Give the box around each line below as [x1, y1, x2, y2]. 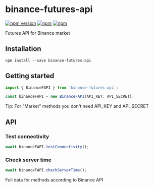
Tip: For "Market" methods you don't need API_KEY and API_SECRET [5, 103, 149, 109]
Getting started [5, 72, 55, 80]
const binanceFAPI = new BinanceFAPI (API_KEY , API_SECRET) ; [5, 94, 135, 99]
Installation [5, 44, 41, 53]
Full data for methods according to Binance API [5, 177, 104, 183]
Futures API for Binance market [5, 30, 70, 36]
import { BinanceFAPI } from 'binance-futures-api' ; [5, 85, 119, 90]
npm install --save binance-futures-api [5, 58, 92, 63]
